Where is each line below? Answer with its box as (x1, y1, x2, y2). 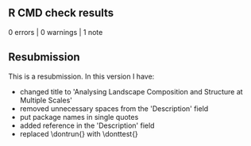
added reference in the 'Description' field (19, 121, 155, 130)
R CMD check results (8, 6, 114, 20)
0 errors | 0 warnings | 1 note (8, 27, 103, 36)
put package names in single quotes (19, 112, 139, 121)
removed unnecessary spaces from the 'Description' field (19, 103, 209, 113)
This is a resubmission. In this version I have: (8, 71, 155, 81)
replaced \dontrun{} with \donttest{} (19, 129, 139, 138)
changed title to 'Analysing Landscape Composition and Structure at (19, 86, 244, 96)
